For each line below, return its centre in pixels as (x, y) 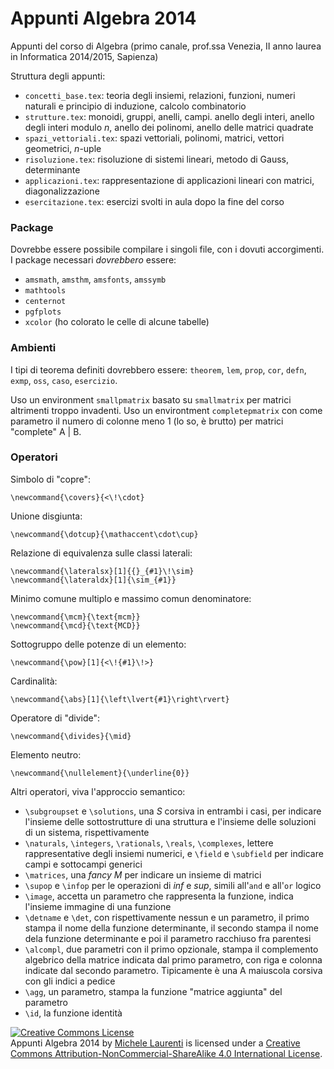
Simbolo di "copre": (51, 479)
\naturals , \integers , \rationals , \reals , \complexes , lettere (149, 843)
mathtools (45, 291)
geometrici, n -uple (63, 148)
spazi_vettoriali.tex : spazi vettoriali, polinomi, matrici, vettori (154, 138)
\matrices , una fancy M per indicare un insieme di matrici (143, 874)
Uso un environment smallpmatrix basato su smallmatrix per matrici (151, 399)
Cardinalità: (34, 681)
